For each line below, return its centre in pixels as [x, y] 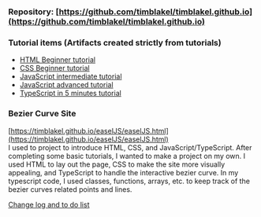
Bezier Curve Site [42, 114]
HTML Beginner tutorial [58, 60]
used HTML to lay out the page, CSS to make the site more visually [117, 164]
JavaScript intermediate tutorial [71, 76]
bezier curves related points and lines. [70, 189]
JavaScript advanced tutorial [66, 85]
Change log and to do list [49, 204]
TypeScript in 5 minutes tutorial [71, 94]
